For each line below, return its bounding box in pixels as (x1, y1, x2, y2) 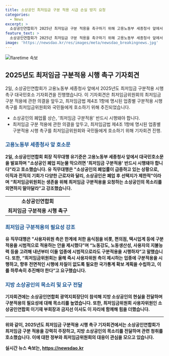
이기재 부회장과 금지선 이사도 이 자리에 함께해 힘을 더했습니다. (30, 306, 150, 313)
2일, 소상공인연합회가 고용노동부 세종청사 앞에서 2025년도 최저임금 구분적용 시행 (5, 85, 164, 91)
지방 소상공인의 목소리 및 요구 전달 (5, 281, 83, 288)
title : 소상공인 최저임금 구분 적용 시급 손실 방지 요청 (5, 7, 106, 13)
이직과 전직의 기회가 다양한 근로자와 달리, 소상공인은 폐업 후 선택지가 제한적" (5, 172, 153, 179)
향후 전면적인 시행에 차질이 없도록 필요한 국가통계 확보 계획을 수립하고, (20, 261, 156, 267)
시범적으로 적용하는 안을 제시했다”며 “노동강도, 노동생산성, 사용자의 (18, 243, 150, 249)
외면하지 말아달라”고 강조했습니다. (5, 185, 72, 191)
